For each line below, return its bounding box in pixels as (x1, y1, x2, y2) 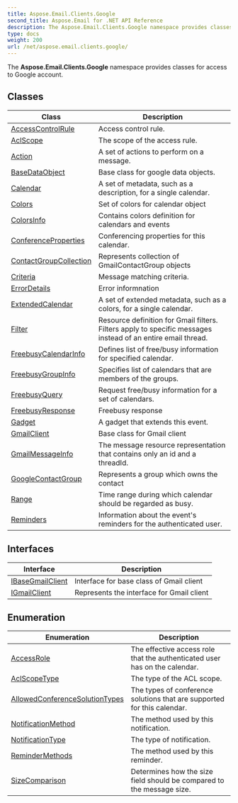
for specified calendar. (98, 353, 174, 363)
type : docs (7, 30, 40, 38)
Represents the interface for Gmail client (74, 588, 209, 597)
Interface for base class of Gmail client (74, 575, 203, 585)
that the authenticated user (130, 653, 221, 663)
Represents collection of (98, 251, 179, 261)
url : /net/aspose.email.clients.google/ (7, 43, 129, 50)
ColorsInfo (11, 215, 46, 225)
